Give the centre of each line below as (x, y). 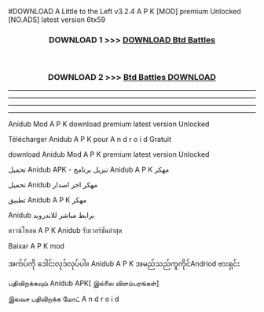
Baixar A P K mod (37, 245)
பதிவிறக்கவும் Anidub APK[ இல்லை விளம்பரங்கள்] (84, 283)
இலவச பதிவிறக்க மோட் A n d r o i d (64, 299)
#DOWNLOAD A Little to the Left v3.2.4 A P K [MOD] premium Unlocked (125, 11)
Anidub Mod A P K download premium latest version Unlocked (109, 124)
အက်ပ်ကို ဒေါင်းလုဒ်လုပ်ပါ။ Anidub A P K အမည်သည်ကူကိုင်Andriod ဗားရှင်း (124, 263)
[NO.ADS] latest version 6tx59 (57, 20)
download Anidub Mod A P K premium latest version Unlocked (109, 154)
